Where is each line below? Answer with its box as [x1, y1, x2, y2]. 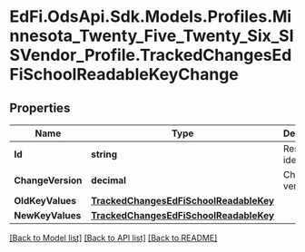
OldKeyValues [14, 195, 77, 207]
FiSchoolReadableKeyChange [9, 64, 239, 85]
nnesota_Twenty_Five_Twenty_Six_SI [9, 25, 294, 46]
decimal [90, 174, 127, 187]
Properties [9, 100, 71, 115]
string [90, 148, 118, 160]
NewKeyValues [14, 209, 82, 221]
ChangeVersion [14, 174, 83, 187]
